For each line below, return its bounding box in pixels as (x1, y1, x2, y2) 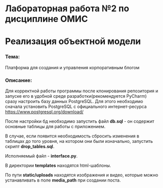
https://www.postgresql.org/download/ (5, 108, 84, 114)
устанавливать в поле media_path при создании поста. (5, 177, 121, 183)
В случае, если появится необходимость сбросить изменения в (5, 133, 140, 139)
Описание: (5, 77, 32, 83)
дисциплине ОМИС (5, 13, 88, 25)
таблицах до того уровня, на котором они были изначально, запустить (5, 138, 153, 144)
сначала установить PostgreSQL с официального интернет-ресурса (5, 104, 147, 109)
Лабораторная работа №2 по (5, 3, 130, 14)
